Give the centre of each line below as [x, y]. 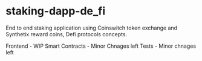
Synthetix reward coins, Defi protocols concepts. [67, 34]
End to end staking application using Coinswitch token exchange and [92, 28]
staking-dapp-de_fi [56, 11]
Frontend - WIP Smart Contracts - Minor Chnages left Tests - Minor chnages [101, 46]
